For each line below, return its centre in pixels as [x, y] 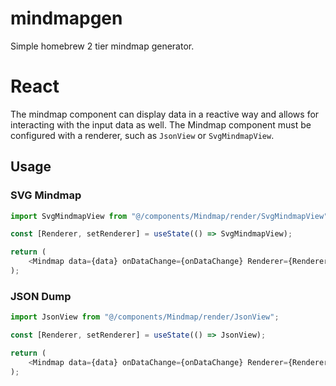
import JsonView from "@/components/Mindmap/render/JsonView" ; [145, 317]
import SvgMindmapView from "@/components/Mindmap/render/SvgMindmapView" [169, 216]
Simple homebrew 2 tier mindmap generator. [102, 46]
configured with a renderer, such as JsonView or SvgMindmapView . [142, 135]
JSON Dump [41, 296]
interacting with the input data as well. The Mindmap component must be [161, 124]
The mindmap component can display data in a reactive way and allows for [165, 114]
